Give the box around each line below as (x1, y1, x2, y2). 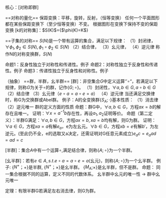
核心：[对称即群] (5, 4, 39, 10)
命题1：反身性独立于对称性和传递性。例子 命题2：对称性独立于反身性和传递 (5, 61, 158, 67)
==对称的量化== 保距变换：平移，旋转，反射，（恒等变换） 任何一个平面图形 (5, 15, 160, 21)
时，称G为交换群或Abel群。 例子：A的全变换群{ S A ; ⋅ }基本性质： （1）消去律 (5, 97, 159, 104)
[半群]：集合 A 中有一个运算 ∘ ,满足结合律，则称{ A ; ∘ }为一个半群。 (5, 147, 135, 153)
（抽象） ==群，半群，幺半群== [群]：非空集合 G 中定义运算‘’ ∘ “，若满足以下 (5, 78, 158, 84)
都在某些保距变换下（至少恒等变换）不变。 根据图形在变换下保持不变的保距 (5, 21, 158, 27)
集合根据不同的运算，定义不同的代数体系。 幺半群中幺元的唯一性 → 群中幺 (9, 171, 161, 177)
